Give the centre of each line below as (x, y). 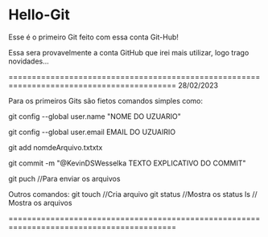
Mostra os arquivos (40, 202)
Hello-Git (39, 15)
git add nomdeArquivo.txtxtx (56, 147)
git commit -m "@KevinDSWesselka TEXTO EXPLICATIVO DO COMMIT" (128, 163)
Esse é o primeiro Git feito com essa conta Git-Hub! (94, 37)
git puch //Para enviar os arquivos (64, 178)
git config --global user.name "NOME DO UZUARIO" (95, 116)
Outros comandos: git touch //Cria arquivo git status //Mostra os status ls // (133, 194)
